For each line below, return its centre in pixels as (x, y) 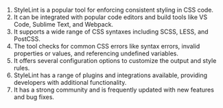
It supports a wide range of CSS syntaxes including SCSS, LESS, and (111, 31)
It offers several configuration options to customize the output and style (115, 60)
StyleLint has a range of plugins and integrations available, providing (110, 75)
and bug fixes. (34, 97)
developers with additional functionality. (70, 82)
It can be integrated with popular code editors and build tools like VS (110, 17)
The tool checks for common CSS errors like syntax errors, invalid (107, 46)
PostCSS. (27, 39)
